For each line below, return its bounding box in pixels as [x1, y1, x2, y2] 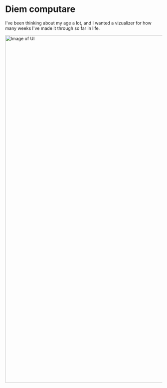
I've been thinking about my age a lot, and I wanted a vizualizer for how [5, 20, 152, 26]
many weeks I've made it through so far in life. [5, 25, 100, 31]
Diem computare [5, 3, 76, 15]
